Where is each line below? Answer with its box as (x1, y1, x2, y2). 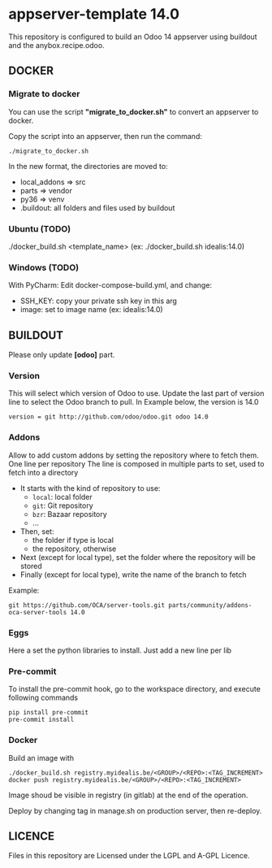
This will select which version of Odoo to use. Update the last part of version (8, 388, 265, 398)
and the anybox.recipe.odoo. (8, 40, 105, 50)
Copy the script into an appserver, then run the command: (8, 131, 203, 141)
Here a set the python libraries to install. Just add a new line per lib (8, 645, 232, 655)
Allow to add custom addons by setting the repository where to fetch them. (8, 450, 260, 460)
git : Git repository (32, 501, 93, 510)
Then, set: (19, 526, 54, 536)
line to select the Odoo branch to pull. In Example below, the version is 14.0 (8, 397, 259, 407)
